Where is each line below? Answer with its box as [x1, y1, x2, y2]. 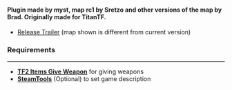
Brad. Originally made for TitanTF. [7, 12, 106, 21]
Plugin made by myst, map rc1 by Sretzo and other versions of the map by [7, 5, 222, 14]
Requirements [7, 45, 56, 55]
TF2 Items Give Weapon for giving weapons [17, 67, 144, 76]
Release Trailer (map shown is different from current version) [17, 28, 191, 36]
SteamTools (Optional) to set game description [17, 74, 151, 82]
